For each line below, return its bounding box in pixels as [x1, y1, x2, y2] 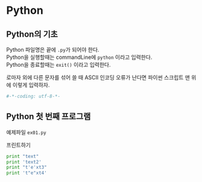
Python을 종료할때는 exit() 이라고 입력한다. [6, 61, 111, 68]
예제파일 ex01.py [6, 129, 46, 136]
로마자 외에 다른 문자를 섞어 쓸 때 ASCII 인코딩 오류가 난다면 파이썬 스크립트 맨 [6, 74, 190, 81]
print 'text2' [6, 159, 42, 165]
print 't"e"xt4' [6, 170, 47, 176]
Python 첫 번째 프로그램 [6, 112, 91, 122]
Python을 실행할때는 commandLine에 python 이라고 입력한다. [6, 53, 153, 61]
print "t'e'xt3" [6, 165, 47, 171]
